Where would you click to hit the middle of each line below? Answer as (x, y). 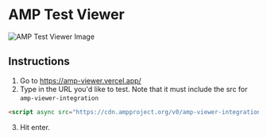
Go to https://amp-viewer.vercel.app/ (80, 80)
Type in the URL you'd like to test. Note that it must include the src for (133, 89)
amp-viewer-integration (59, 98)
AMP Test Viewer (66, 15)
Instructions (39, 61)
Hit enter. (35, 127)
